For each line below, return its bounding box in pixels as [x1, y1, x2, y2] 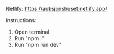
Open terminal [14, 28, 50, 35]
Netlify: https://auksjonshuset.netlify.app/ [5, 5, 108, 12]
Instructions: [5, 17, 36, 23]
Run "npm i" [14, 35, 44, 41]
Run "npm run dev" [14, 41, 62, 48]
